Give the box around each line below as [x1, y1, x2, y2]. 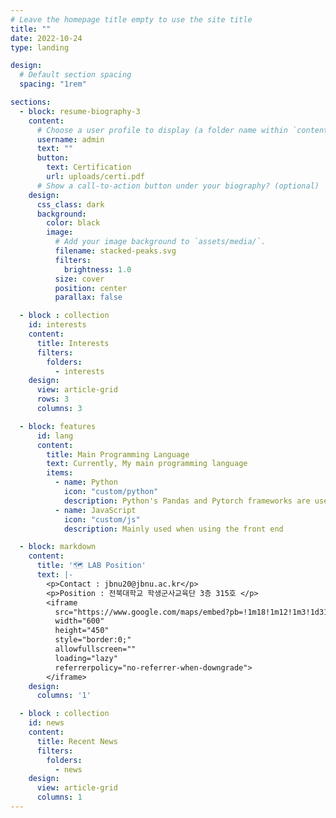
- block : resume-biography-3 [19, 106, 141, 116]
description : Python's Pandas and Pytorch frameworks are [63, 496, 311, 506]
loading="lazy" [54, 653, 118, 663]
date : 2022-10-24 [10, 33, 83, 43]
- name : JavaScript [54, 505, 137, 515]
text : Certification [46, 162, 132, 173]
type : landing [10, 42, 70, 53]
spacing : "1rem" [19, 79, 87, 90]
